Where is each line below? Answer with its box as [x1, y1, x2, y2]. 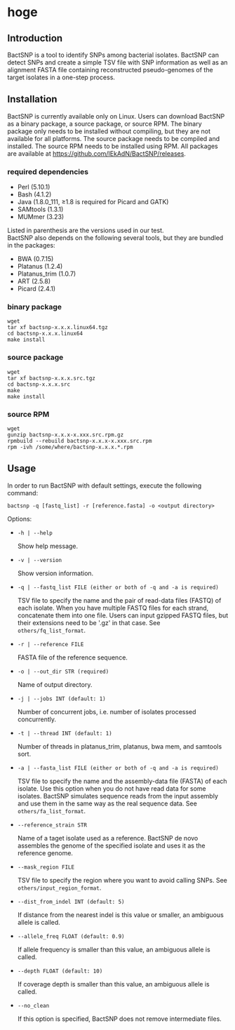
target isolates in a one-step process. [7, 73, 116, 81]
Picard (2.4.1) [17, 285, 56, 293]
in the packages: [7, 241, 55, 250]
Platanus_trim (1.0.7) [17, 269, 76, 278]
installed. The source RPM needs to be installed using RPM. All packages [7, 142, 219, 150]
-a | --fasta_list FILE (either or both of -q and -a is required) [17, 764, 219, 772]
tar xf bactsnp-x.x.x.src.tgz [7, 375, 96, 382]
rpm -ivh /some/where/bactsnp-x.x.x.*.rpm [7, 443, 133, 450]
